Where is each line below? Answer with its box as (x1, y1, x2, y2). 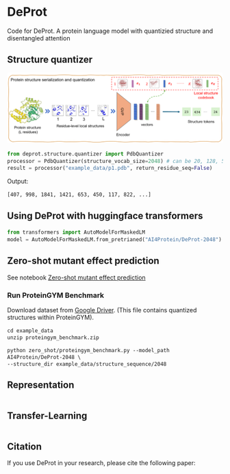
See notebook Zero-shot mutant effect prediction (7, 273, 146, 282)
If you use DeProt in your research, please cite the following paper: (7, 459, 196, 467)
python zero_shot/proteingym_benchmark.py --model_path (7, 347, 170, 353)
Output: (7, 177, 29, 186)
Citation (7, 440, 42, 452)
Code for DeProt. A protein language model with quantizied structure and (7, 27, 214, 35)
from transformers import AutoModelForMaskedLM (7, 229, 146, 236)
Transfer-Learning (7, 410, 88, 422)
